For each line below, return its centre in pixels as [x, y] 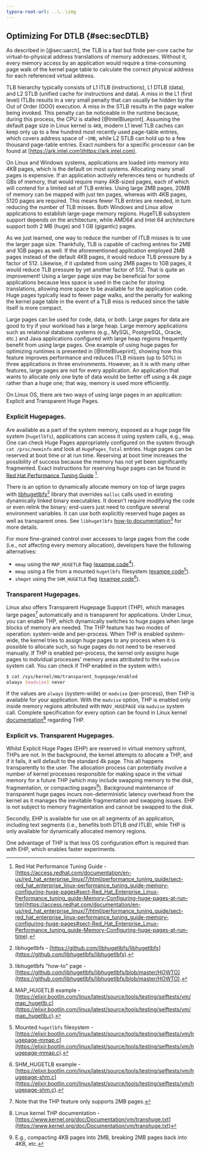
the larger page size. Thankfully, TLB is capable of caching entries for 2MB [98, 244]
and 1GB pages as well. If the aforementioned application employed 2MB [96, 251]
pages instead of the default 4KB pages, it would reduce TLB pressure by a [99, 257]
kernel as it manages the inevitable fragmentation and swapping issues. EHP [100, 800]
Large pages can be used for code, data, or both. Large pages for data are [98, 320]
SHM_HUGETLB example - [48, 1064]
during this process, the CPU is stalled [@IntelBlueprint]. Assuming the [93, 119]
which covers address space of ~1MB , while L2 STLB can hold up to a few [96, 138]
